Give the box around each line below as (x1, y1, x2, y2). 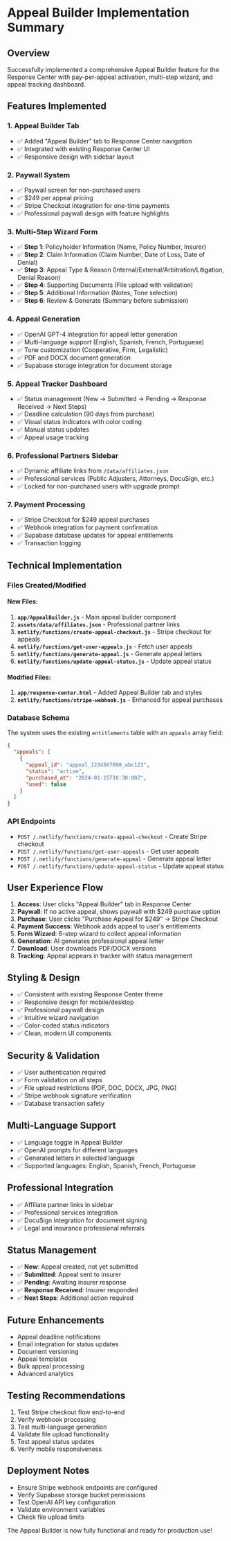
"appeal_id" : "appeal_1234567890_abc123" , (25, 761, 150, 768)
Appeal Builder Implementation (7, 5, 190, 21)
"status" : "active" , (25, 768, 85, 775)
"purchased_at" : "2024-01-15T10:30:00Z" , (25, 774, 147, 781)
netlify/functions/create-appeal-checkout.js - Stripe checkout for (17, 627, 212, 635)
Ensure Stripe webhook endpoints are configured (17, 1483, 158, 1491)
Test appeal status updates (17, 1438, 95, 1446)
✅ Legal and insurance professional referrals (17, 1224, 145, 1232)
